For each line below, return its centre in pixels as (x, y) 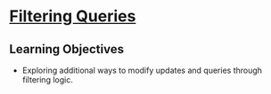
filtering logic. (47, 80)
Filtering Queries (73, 16)
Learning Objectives (67, 49)
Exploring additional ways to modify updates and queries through (142, 70)
